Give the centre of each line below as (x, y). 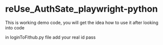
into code (15, 27)
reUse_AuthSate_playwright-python (81, 9)
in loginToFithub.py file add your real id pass (50, 37)
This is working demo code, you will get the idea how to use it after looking (82, 22)
